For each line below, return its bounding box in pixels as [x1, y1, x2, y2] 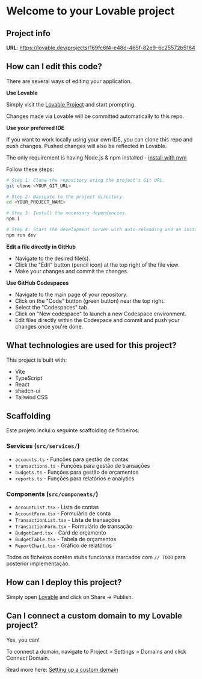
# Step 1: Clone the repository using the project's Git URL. [6, 177, 165, 183]
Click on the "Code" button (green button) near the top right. [14, 297, 165, 305]
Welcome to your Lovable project [6, 4, 175, 18]
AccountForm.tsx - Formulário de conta [14, 510, 111, 517]
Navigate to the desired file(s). [14, 255, 90, 262]
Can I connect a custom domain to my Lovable [6, 611, 182, 621]
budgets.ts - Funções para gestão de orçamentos [14, 468, 139, 476]
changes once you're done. [14, 323, 84, 330]
